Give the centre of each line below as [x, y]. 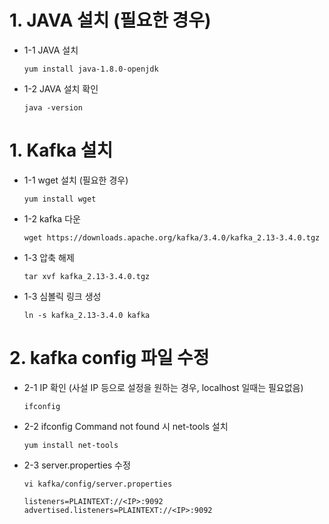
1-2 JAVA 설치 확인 [61, 88]
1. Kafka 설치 [61, 150]
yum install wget [60, 199]
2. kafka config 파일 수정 [109, 358]
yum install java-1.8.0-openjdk [91, 69]
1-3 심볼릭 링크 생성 [62, 296]
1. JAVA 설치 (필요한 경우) [110, 20]
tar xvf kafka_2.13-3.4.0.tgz [87, 276]
